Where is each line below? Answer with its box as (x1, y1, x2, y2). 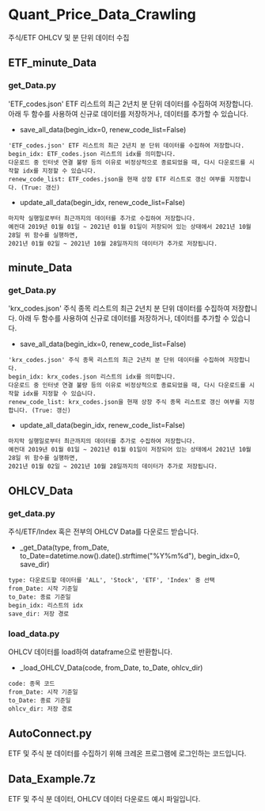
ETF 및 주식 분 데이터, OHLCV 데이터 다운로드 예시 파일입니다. (8, 794, 201, 803)
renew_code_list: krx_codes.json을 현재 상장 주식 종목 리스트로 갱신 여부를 (8, 398, 240, 406)
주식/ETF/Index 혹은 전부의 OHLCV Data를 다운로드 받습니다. (8, 527, 199, 536)
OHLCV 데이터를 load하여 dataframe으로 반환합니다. (8, 647, 172, 657)
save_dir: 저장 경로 (8, 610, 70, 618)
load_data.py (8, 628, 60, 639)
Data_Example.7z (8, 772, 97, 786)
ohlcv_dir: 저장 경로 (8, 705, 73, 714)
